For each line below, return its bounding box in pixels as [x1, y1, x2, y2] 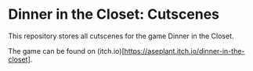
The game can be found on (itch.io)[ [8, 46, 125, 55]
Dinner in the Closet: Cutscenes [8, 5, 219, 23]
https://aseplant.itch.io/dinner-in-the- [124, 46, 245, 55]
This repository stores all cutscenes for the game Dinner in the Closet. [8, 31, 234, 41]
